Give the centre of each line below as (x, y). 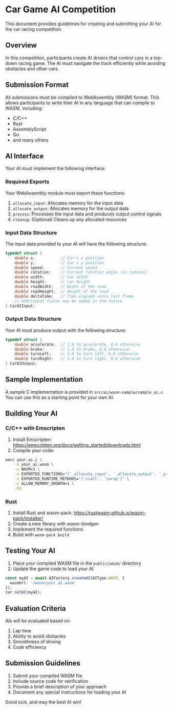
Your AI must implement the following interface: (56, 169)
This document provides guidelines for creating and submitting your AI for (83, 24)
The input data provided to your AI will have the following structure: (76, 244)
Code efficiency (29, 647)
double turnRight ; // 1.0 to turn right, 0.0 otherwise (78, 359)
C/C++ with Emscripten (35, 428)
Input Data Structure (31, 232)
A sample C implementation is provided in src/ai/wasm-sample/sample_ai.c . (85, 392)
